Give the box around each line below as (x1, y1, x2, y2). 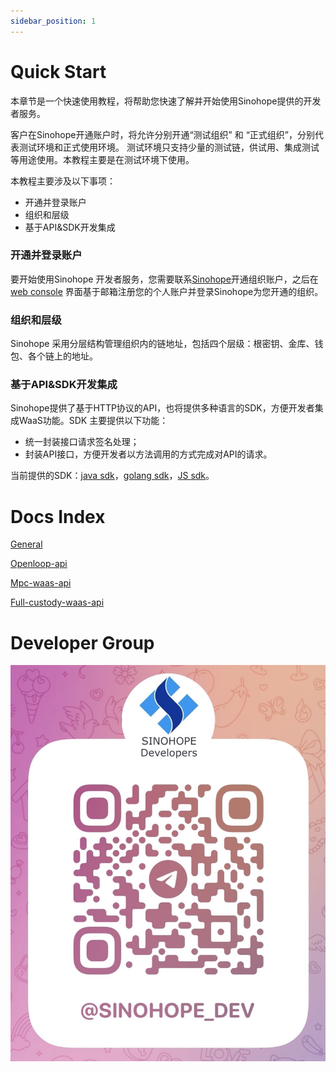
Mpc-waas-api (10, 577, 72, 589)
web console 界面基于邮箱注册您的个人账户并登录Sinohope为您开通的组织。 (10, 285, 324, 297)
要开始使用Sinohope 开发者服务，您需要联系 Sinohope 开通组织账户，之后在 (10, 273, 319, 285)
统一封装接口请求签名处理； (24, 436, 140, 448)
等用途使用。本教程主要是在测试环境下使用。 (10, 153, 195, 165)
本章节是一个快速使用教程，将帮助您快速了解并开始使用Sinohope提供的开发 (10, 95, 322, 107)
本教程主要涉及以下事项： (10, 175, 116, 187)
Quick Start (10, 60, 107, 83)
